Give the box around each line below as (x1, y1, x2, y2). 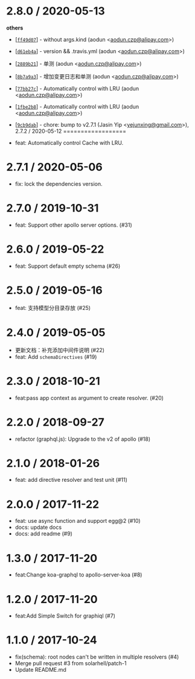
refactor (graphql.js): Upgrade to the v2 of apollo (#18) (14, 435, 151, 443)
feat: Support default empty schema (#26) (14, 262, 121, 270)
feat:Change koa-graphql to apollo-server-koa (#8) (14, 571, 142, 578)
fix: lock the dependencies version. (14, 180, 103, 188)
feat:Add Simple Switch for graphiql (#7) (14, 612, 116, 619)
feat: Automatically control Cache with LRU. (14, 139, 124, 146)
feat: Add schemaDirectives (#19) (14, 353, 97, 360)
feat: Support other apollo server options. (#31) (14, 221, 133, 229)
